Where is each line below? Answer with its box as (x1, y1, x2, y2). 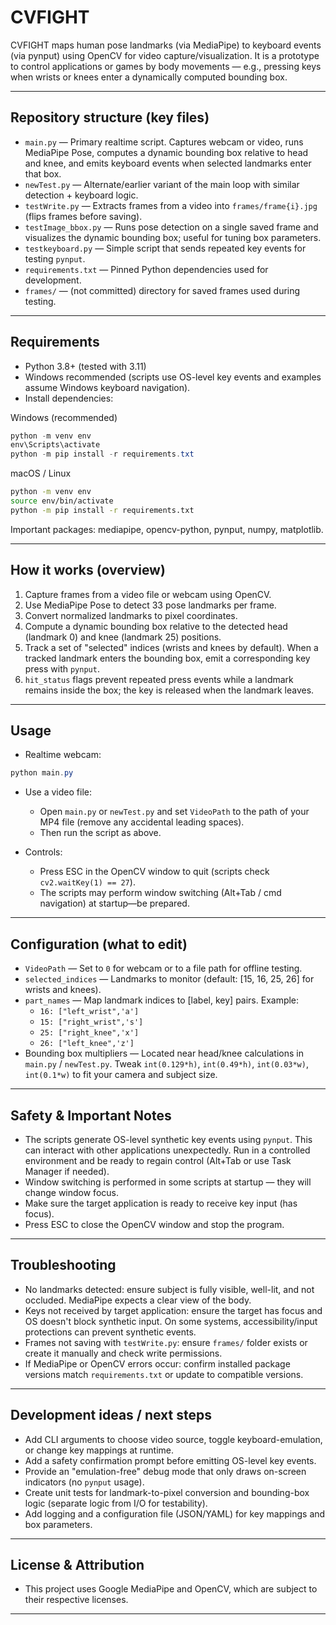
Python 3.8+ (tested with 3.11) (24, 360, 147, 372)
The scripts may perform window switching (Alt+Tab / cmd (39, 887, 282, 899)
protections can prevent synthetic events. (24, 1326, 197, 1338)
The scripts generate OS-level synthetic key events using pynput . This (24, 1133, 313, 1145)
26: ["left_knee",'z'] (39, 1039, 135, 1049)
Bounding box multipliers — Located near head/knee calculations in (24, 1047, 304, 1060)
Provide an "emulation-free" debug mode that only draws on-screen (24, 1465, 307, 1477)
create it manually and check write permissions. (24, 1347, 223, 1359)
